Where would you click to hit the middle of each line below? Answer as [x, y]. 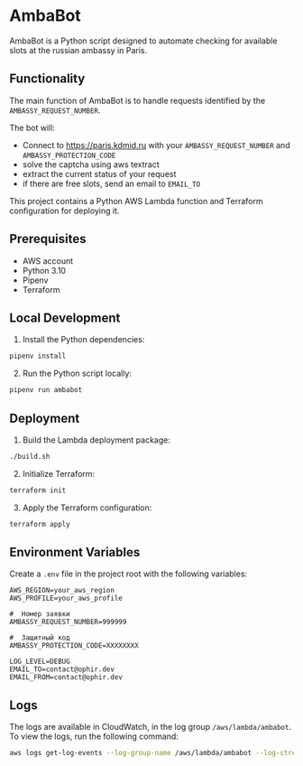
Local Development [65, 318]
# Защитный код [40, 638]
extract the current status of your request [99, 173]
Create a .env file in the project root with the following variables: [129, 574]
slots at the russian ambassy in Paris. [78, 50]
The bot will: [32, 127]
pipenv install [38, 356]
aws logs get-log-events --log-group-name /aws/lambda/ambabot [131, 753]
